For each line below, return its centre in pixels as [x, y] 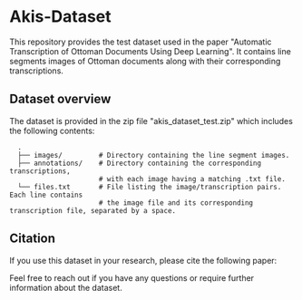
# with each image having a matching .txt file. [192, 179]
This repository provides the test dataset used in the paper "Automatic [141, 42]
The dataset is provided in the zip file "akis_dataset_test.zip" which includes [151, 121]
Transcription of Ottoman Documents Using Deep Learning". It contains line [151, 51]
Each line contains [46, 195]
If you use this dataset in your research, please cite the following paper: [143, 260]
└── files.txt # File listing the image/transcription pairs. [150, 187]
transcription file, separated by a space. [93, 210]
